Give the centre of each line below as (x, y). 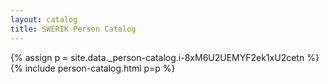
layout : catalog (44, 19)
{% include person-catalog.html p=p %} (93, 68)
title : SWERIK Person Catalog (73, 29)
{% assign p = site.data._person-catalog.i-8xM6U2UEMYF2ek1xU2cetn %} (165, 57)
